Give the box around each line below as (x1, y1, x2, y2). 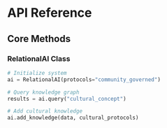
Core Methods (7, 33, 71, 45)
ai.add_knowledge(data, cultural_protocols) (7, 114, 139, 122)
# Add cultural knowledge (7, 108, 82, 115)
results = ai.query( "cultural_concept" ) (7, 95, 127, 102)
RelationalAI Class (7, 54, 71, 64)
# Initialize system (7, 69, 68, 76)
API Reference (7, 5, 92, 21)
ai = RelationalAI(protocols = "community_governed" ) (7, 76, 161, 83)
